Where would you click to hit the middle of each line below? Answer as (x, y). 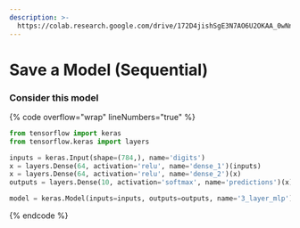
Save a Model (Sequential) (108, 70)
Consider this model (54, 97)
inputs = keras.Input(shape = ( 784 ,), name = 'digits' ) (107, 158)
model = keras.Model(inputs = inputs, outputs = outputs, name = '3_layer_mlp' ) (151, 199)
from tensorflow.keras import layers (79, 142)
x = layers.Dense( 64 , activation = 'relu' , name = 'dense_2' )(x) (125, 175)
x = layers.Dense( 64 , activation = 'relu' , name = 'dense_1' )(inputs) (135, 166)
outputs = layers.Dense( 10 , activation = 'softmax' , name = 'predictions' (143, 183)
